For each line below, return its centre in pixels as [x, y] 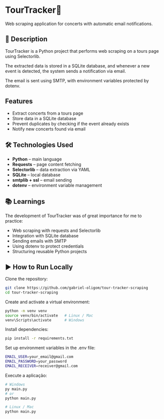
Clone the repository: [27, 279]
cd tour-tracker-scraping [31, 292]
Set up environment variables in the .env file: [50, 348]
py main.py [16, 389]
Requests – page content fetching [47, 164]
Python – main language [37, 159]
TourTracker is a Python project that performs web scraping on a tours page [82, 51]
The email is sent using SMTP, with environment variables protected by [77, 80]
